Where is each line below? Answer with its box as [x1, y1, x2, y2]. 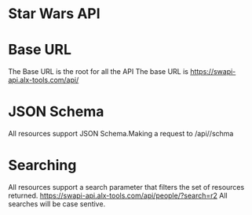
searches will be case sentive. [8, 199, 106, 209]
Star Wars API [8, 5, 100, 23]
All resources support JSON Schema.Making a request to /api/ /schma [8, 129, 234, 139]
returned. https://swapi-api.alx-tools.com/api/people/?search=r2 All [8, 191, 228, 200]
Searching [8, 157, 77, 174]
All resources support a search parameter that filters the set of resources [8, 183, 245, 191]
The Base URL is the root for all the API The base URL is [8, 67, 188, 76]
